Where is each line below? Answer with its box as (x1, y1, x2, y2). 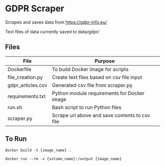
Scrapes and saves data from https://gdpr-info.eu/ (5, 19, 107, 25)
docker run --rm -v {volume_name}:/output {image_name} (5, 156, 122, 161)
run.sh (7, 104, 23, 111)
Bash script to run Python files (52, 104, 122, 111)
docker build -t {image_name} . (5, 148, 71, 153)
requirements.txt (7, 93, 46, 100)
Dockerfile (7, 66, 32, 73)
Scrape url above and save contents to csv (52, 111, 151, 118)
